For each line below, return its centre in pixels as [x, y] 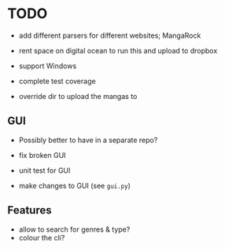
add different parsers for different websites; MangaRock [110, 35]
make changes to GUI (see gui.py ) [75, 185]
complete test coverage [57, 81]
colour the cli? [42, 237]
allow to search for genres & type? [74, 229]
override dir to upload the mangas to [78, 96]
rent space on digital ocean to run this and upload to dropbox [118, 50]
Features [30, 210]
